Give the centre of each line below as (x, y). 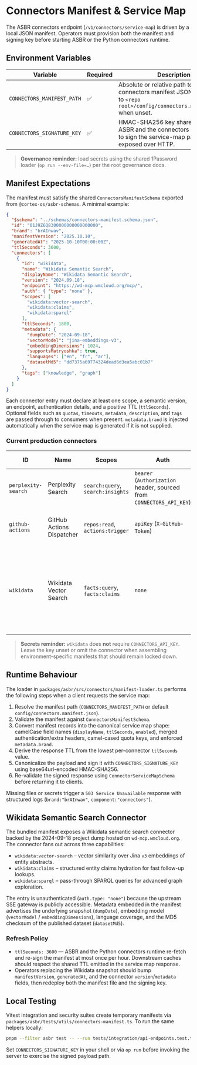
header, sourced (157, 488)
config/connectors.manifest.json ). (57, 713)
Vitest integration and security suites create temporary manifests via (89, 1015)
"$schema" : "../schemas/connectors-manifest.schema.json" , (85, 220)
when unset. (135, 112)
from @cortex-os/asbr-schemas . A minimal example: (68, 203)
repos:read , (99, 524)
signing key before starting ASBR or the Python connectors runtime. (88, 39)
